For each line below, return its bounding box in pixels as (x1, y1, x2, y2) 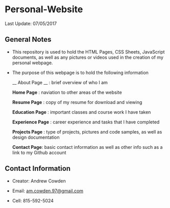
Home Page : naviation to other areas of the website (12, 89, 122, 95)
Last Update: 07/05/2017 (5, 20, 57, 27)
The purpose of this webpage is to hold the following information (12, 69, 149, 75)
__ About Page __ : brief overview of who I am (12, 79, 108, 85)
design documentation (12, 134, 60, 140)
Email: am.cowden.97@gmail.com (12, 188, 84, 194)
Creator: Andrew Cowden (12, 177, 66, 184)
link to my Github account (12, 149, 66, 155)
